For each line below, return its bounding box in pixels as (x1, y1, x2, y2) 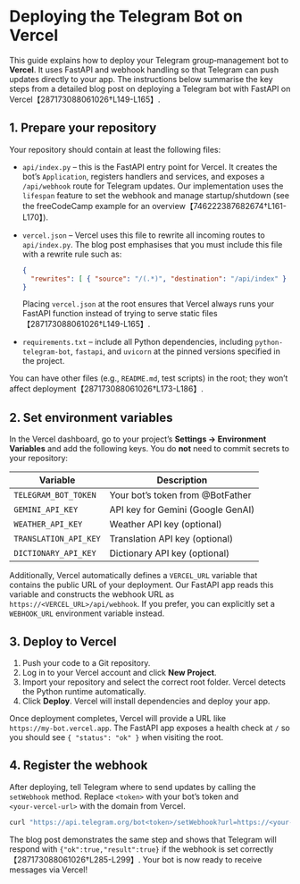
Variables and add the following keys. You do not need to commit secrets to (9, 443, 290, 454)
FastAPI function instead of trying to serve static (21, 308, 201, 319)
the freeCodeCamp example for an (21, 200, 150, 211)
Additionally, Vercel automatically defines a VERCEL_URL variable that (9, 570, 258, 581)
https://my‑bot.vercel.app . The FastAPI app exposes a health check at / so (9, 722, 290, 733)
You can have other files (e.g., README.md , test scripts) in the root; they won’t (9, 373, 288, 383)
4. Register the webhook (9, 758, 148, 773)
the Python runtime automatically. (21, 686, 146, 696)
